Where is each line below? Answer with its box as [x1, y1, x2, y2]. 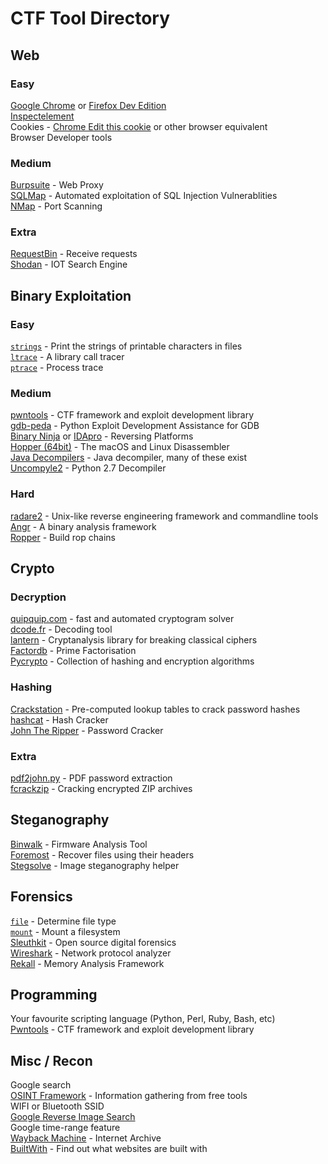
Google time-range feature [10, 1122, 121, 1134]
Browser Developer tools [10, 131, 113, 143]
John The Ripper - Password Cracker [10, 724, 164, 736]
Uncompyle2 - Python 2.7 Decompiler [10, 462, 167, 474]
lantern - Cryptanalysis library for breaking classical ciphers [10, 634, 258, 646]
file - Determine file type [10, 915, 117, 927]
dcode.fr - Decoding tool [10, 623, 113, 636]
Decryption [10, 590, 67, 604]
